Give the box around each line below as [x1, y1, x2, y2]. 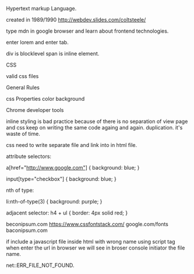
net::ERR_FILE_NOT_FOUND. [6, 262, 75, 269]
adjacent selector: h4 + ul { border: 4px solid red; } [6, 209, 128, 216]
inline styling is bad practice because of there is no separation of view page [6, 118, 188, 125]
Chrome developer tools [6, 107, 64, 113]
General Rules [6, 84, 40, 91]
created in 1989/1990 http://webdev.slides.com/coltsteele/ [6, 16, 146, 23]
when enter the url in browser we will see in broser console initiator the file [6, 244, 185, 251]
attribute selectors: [6, 153, 51, 160]
